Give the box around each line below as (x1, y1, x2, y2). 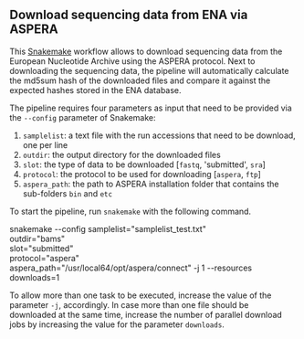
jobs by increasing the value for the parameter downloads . (9, 319, 225, 330)
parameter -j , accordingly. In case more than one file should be (9, 299, 249, 310)
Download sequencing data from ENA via (9, 7, 248, 23)
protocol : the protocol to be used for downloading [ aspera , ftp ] (22, 168, 262, 179)
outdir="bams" (9, 233, 66, 244)
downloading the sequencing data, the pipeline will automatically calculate (9, 65, 289, 76)
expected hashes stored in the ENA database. (9, 84, 182, 95)
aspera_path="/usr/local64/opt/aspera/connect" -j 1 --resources (9, 262, 253, 273)
